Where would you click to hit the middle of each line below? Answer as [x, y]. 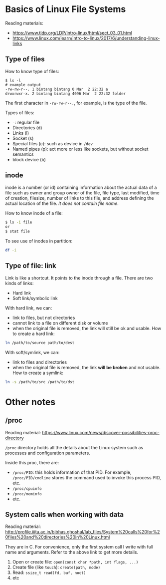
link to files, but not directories [44, 318]
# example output [23, 85]
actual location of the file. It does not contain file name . [62, 203]
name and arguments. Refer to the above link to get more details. [72, 552]
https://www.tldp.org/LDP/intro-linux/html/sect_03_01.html [72, 33]
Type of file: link [31, 266]
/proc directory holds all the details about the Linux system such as [74, 447]
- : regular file [26, 122]
